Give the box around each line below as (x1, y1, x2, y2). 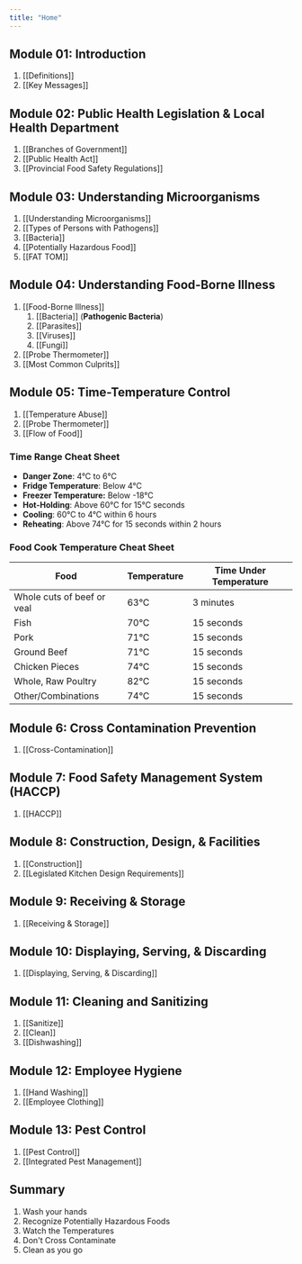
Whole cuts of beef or (13, 591, 106, 603)
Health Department (9, 120, 120, 135)
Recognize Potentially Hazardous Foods (22, 1215, 171, 1226)
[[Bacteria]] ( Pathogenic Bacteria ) (35, 311, 164, 321)
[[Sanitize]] (22, 1018, 65, 1029)
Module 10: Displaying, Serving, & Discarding (9, 943, 267, 959)
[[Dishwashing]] (22, 1037, 83, 1048)
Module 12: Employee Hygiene (9, 1063, 182, 1079)
